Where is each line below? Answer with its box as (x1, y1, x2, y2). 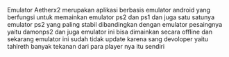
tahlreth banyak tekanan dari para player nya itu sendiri (7, 43, 165, 50)
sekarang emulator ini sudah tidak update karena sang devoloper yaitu (7, 35, 209, 43)
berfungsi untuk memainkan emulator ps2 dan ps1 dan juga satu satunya (7, 13, 215, 21)
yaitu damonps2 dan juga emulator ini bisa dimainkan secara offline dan (7, 27, 213, 36)
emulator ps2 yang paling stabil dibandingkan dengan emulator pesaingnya (7, 21, 223, 28)
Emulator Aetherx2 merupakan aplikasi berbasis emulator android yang (7, 6, 210, 14)
